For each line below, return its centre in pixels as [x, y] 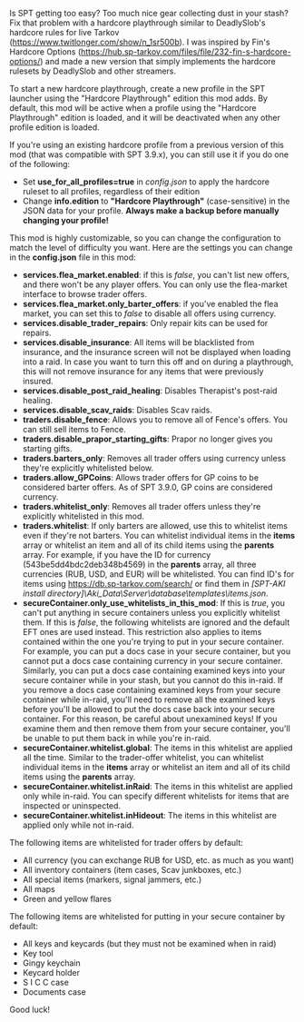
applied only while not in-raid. [78, 825]
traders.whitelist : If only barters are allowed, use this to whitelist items [155, 526]
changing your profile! [65, 220]
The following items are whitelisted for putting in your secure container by [147, 916]
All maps [39, 889]
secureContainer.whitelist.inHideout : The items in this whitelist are [149, 815]
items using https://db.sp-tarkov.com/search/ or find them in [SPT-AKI [154, 584]
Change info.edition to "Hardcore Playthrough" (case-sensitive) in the [156, 201]
